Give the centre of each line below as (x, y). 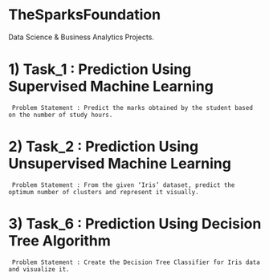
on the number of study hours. (61, 115)
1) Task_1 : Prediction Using (100, 69)
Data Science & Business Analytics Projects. (82, 37)
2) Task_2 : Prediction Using (104, 147)
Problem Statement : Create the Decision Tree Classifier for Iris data (136, 262)
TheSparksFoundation (85, 15)
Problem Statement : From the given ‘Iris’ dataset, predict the (123, 185)
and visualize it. (39, 269)
